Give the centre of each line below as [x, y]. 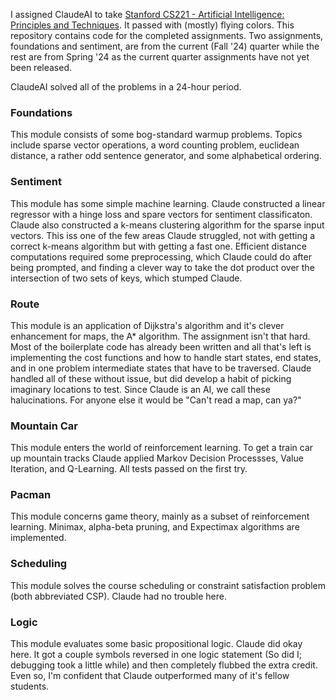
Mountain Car [44, 426]
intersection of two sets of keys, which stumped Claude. [126, 278]
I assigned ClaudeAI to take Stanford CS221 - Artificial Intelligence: [147, 14]
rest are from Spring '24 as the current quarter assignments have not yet [160, 57]
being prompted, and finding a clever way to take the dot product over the [162, 267]
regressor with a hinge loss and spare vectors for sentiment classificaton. [161, 214]
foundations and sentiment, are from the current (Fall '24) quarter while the [165, 46]
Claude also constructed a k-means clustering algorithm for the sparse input [167, 225]
